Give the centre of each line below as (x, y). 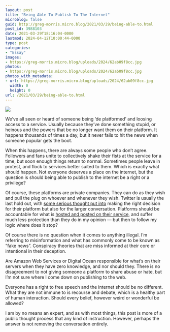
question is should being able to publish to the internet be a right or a (77, 177)
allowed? (14, 304)
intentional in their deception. (36, 251)
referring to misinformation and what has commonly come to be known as (82, 240)
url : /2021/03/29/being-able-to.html (45, 95)
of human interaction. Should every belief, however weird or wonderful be (82, 298)
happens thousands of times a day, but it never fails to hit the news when (82, 135)
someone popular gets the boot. (39, 141)
